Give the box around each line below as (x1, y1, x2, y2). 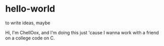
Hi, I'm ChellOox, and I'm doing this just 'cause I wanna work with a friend (5, 29, 159, 35)
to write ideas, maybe (5, 20, 51, 26)
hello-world (5, 3, 56, 15)
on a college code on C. (5, 35, 55, 41)
